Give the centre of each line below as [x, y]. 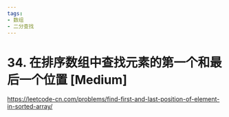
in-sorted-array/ [30, 107]
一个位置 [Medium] [73, 79]
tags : [15, 13]
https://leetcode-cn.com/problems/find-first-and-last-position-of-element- [113, 99]
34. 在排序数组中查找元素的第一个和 [109, 62]
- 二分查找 [21, 26]
